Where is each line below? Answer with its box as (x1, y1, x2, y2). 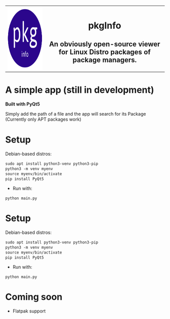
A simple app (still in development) (5, 84, 154, 96)
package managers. (72, 56, 137, 64)
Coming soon (5, 291, 63, 303)
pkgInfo (88, 20, 121, 31)
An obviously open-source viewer (49, 40, 160, 49)
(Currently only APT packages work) (5, 116, 81, 122)
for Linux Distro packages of (59, 48, 151, 56)
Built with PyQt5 (5, 101, 40, 107)
